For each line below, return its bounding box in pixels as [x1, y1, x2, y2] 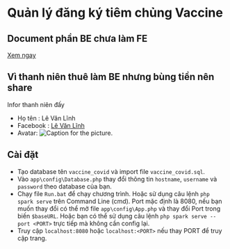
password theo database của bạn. [17, 182, 113, 191]
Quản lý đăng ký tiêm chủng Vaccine [7, 5, 224, 21]
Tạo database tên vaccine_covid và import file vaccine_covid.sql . [17, 167, 205, 175]
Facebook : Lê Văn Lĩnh [17, 121, 85, 129]
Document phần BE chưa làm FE [7, 33, 148, 45]
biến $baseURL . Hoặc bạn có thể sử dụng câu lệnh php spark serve [17, 211, 207, 220]
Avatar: [17, 129, 38, 137]
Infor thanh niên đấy [7, 100, 65, 109]
